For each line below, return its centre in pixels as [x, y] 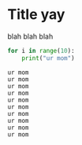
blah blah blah [30, 36]
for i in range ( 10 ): [41, 50]
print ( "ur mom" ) [48, 58]
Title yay [36, 15]
